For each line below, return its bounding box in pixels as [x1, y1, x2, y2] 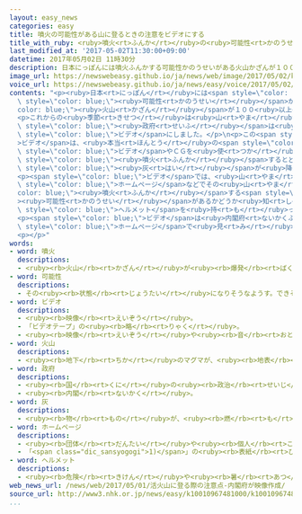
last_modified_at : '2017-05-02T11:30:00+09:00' [9, 47, 191, 56]
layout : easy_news [9, 13, 78, 22]
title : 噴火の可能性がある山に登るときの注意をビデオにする [9, 30, 205, 39]
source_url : [9, 489, 54, 499]
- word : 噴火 [9, 247, 56, 256]
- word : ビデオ [9, 297, 62, 306]
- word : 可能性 [9, 272, 62, 281]
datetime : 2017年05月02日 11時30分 [9, 55, 137, 64]
